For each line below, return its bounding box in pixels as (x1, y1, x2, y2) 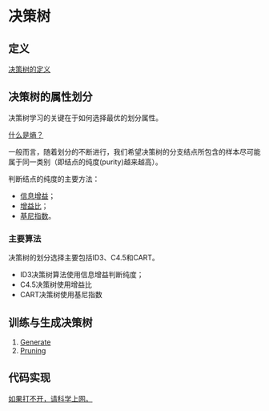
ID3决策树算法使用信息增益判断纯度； (19, 270, 144, 280)
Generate (19, 337, 51, 347)
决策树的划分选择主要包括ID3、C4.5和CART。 (8, 253, 160, 263)
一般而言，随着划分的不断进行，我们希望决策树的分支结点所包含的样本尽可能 (8, 147, 261, 156)
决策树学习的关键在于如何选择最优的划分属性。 (8, 113, 163, 123)
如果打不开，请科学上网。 (8, 393, 93, 403)
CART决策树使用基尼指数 (19, 290, 102, 300)
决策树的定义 (8, 65, 50, 74)
